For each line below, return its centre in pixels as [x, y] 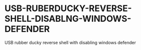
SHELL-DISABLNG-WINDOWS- [68, 19]
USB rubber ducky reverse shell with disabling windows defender [70, 42]
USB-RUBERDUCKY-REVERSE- [68, 8]
